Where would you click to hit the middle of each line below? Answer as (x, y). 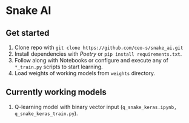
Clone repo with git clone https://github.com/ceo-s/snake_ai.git (99, 47)
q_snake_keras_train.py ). (46, 113)
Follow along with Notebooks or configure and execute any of (91, 60)
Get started (28, 33)
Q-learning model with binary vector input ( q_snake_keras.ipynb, (95, 107)
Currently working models (56, 92)
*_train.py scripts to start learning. (59, 67)
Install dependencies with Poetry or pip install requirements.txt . (98, 54)
